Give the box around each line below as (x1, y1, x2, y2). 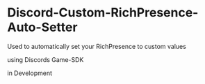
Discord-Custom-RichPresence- (7, 5, 199, 21)
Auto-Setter (7, 19, 78, 35)
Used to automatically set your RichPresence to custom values (7, 42, 186, 50)
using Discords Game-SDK (7, 55, 84, 63)
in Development (7, 69, 52, 77)
